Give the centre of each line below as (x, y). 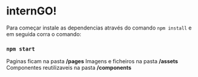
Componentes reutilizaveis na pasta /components (69, 68)
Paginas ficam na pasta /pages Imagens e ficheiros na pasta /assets (92, 61)
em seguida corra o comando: (44, 34)
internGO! (31, 11)
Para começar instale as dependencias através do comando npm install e (99, 28)
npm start (21, 49)
